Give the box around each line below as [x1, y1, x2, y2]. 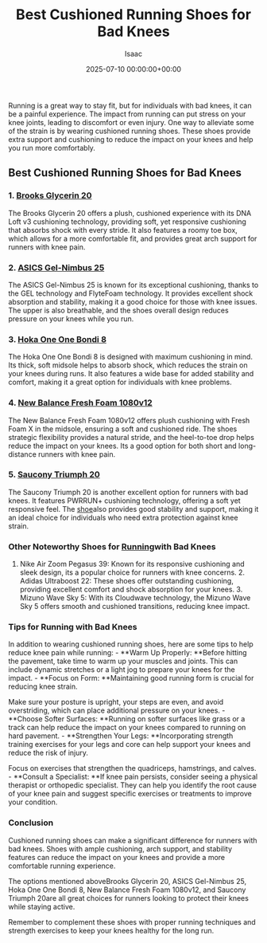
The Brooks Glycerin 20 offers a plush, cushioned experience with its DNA [8, 208, 252, 218]
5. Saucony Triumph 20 [8, 469, 101, 480]
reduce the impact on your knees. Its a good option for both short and [8, 441, 237, 450]
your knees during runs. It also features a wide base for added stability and [8, 369, 254, 379]
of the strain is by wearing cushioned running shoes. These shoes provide [8, 126, 251, 136]
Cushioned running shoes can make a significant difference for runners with [8, 835, 257, 845]
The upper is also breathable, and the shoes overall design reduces [8, 305, 229, 315]
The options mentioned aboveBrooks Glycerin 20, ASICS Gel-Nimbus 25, [8, 876, 247, 886]
